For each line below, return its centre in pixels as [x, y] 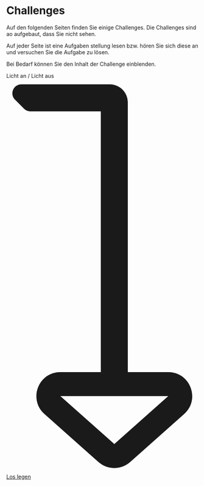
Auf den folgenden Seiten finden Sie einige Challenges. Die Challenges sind [101, 27]
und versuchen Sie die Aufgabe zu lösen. [58, 52]
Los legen [19, 476]
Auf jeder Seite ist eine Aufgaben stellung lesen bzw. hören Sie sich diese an [102, 46]
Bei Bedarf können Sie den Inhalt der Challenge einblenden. [81, 64]
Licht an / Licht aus [30, 76]
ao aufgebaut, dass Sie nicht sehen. [51, 33]
